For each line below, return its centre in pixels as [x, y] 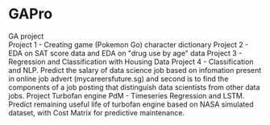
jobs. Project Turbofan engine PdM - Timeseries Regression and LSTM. [127, 95]
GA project [26, 36]
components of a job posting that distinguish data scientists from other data [134, 87]
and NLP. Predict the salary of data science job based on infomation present [135, 70]
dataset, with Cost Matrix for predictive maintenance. [97, 112]
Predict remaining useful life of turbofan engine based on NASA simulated [131, 104]
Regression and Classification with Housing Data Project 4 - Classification [131, 62]
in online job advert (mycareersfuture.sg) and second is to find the [118, 79]
